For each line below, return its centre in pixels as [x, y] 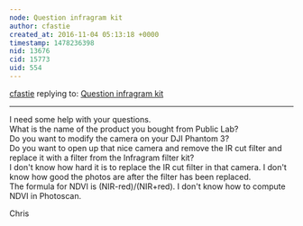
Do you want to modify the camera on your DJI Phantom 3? [119, 138]
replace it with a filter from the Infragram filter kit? [102, 158]
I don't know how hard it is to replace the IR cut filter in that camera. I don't [148, 167]
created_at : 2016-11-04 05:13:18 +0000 [84, 34]
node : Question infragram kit [66, 18]
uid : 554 [26, 68]
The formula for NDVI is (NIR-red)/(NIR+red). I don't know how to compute [147, 186]
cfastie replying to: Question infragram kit [87, 93]
